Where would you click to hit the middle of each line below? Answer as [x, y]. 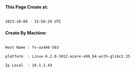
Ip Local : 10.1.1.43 [29, 66]
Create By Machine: [26, 33]
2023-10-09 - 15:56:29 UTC [33, 22]
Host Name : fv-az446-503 [32, 48]
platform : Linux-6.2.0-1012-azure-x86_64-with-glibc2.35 [68, 57]
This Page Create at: [27, 7]
